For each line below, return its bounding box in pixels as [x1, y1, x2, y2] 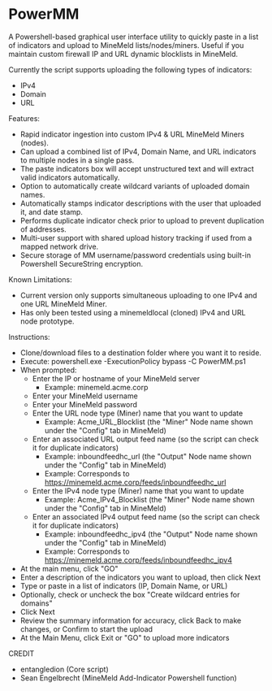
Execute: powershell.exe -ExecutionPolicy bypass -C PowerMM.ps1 [19, 356, 246, 366]
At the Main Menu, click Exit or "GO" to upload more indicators [19, 632, 230, 642]
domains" [19, 598, 53, 608]
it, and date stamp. [19, 206, 84, 216]
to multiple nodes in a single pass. [19, 155, 135, 165]
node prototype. [19, 316, 75, 326]
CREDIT [8, 648, 35, 658]
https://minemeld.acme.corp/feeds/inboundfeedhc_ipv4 [44, 554, 233, 565]
